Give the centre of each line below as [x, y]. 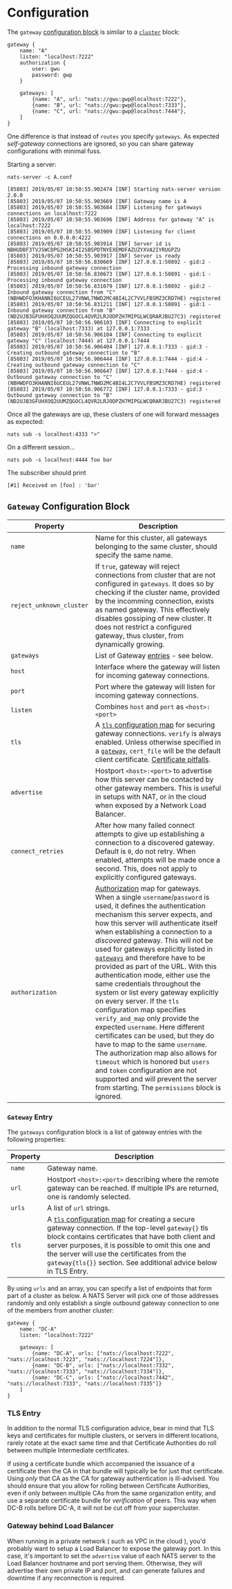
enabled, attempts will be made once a [158, 860]
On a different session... [41, 447]
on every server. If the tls [137, 1001]
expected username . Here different [150, 1027]
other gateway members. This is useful [158, 788]
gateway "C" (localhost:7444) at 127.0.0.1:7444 [78, 341]
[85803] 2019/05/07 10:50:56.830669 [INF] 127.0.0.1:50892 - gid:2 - [109, 262]
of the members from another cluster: [61, 1311]
